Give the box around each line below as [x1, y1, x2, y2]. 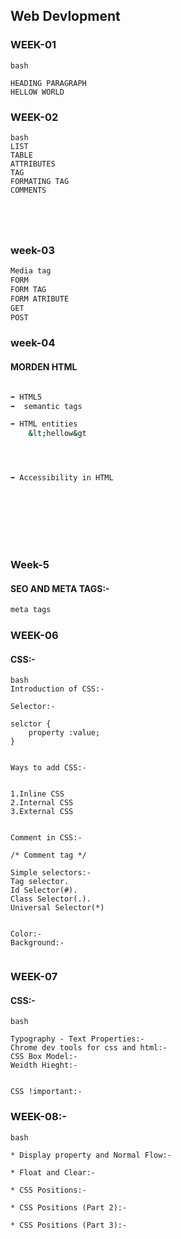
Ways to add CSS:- [10, 763, 87, 773]
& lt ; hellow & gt [28, 429, 87, 439]
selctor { [10, 719, 52, 729]
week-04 [10, 336, 56, 350]
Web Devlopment [10, 8, 121, 25]
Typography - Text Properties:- [10, 1034, 145, 1044]
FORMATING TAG [10, 176, 70, 186]
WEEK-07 [10, 970, 58, 984]
